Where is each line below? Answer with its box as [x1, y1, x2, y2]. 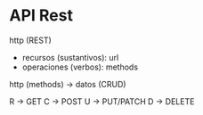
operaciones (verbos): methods [21, 62, 139, 72]
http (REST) [9, 35, 52, 45]
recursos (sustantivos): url [21, 52, 119, 62]
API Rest [9, 5, 74, 26]
